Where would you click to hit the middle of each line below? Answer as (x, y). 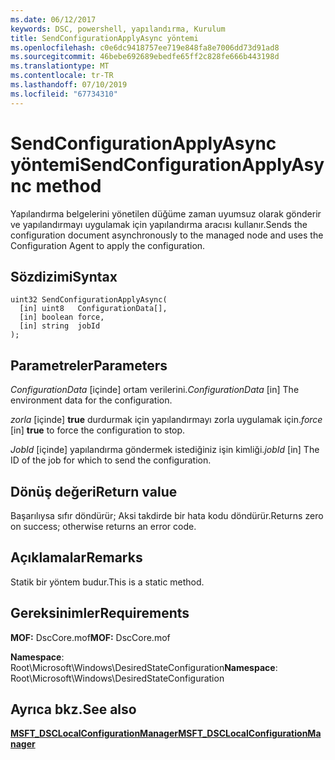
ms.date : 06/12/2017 (53, 19)
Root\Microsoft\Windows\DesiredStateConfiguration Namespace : (144, 667)
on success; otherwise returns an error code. (103, 526)
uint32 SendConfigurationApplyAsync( (89, 300)
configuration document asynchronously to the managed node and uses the (167, 235)
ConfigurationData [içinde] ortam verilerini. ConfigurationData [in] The (155, 390)
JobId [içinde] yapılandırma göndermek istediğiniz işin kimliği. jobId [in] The (165, 450)
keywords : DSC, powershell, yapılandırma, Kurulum (118, 29)
